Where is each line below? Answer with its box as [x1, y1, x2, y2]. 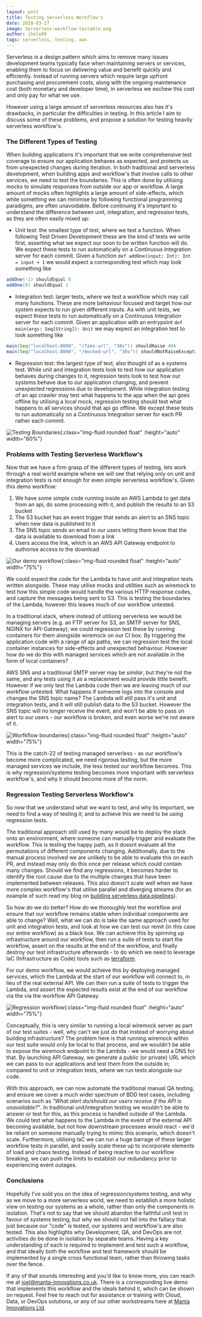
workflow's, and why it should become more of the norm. [6, 775, 148, 782]
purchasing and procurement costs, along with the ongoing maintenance [6, 79, 186, 86]
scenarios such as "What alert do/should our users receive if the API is [6, 1097, 182, 1105]
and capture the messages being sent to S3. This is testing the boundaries [6, 595, 191, 602]
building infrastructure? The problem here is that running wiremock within [6, 1035, 189, 1042]
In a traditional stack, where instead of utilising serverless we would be [6, 613, 182, 620]
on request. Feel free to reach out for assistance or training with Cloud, [6, 1291, 182, 1298]
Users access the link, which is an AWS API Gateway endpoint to [14, 539, 176, 547]
